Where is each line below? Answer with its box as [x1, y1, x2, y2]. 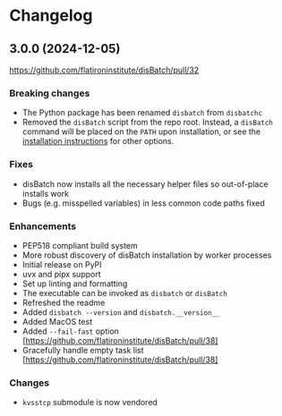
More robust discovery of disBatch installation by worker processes [21, 250, 272, 260]
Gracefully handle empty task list [21, 344, 145, 355]
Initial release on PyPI [21, 259, 102, 269]
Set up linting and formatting [21, 278, 128, 289]
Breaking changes [9, 87, 90, 99]
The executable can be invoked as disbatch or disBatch [21, 287, 228, 298]
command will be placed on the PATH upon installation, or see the [21, 126, 261, 137]
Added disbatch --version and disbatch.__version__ [21, 306, 220, 318]
